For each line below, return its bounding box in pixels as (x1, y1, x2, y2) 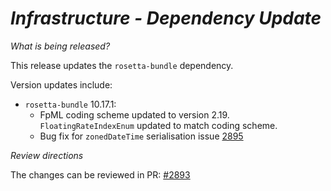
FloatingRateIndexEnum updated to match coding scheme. (39, 119, 278, 131)
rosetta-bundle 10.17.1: (24, 98, 117, 110)
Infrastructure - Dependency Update (10, 7, 322, 30)
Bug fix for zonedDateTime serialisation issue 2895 (39, 130, 244, 142)
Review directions (10, 149, 84, 161)
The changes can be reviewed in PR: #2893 (10, 168, 191, 181)
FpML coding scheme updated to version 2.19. (39, 108, 230, 121)
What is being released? (10, 40, 111, 52)
